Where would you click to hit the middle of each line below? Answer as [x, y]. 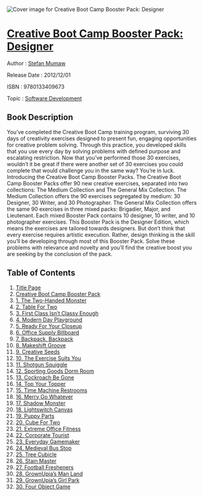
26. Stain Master [36, 461]
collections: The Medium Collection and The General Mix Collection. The [97, 190]
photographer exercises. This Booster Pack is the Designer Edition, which [98, 222]
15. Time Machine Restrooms [52, 390]
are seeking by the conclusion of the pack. [60, 254]
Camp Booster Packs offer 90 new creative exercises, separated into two [98, 183]
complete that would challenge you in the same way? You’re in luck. [91, 170]
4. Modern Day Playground [49, 320]
